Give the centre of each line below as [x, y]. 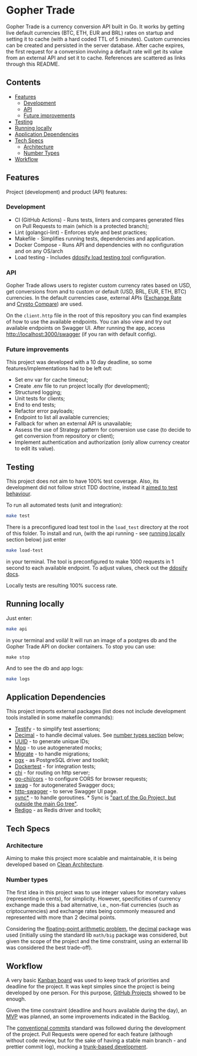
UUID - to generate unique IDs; [52, 741]
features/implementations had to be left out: [59, 369]
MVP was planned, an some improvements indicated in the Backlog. [89, 1017]
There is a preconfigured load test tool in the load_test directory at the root [98, 527]
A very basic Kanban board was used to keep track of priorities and [88, 980]
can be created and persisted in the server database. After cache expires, [96, 45]
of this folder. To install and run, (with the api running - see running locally [96, 533]
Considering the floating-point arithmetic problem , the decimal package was [98, 929]
